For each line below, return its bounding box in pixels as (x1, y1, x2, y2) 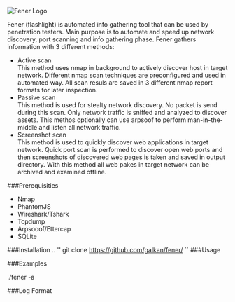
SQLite (17, 232, 37, 240)
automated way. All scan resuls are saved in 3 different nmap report (17, 78, 213, 87)
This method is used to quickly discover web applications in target (17, 138, 208, 146)
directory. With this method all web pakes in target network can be (17, 160, 210, 168)
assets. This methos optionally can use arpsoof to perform (17, 116, 187, 124)
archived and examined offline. (17, 168, 107, 176)
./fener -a (7, 273, 35, 281)
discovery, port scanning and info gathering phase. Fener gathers (7, 35, 197, 43)
